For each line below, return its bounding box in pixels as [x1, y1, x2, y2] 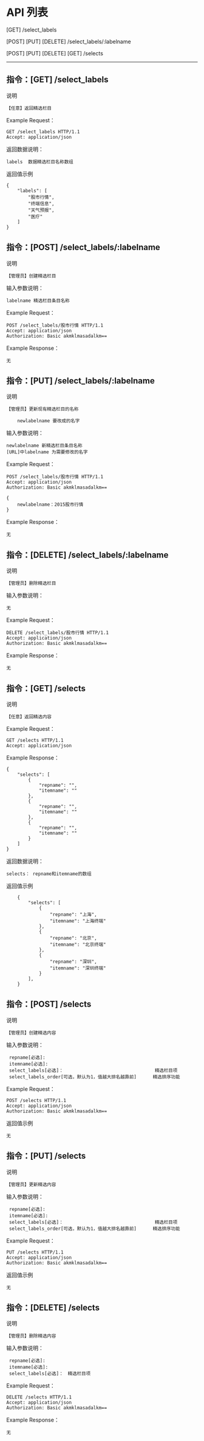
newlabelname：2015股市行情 [17, 501, 84, 508]
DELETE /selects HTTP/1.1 [6, 1394, 72, 1400]
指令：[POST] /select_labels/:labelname [6, 242, 161, 253]
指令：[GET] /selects [6, 683, 86, 694]
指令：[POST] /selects [6, 999, 92, 1010]
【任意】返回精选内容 [6, 714, 52, 720]
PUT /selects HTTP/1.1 [6, 1249, 64, 1255]
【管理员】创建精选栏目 [6, 273, 56, 279]
